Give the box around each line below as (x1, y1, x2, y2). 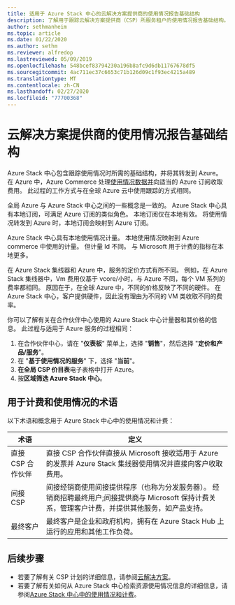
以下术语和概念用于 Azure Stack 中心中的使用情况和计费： (7, 416, 175, 425)
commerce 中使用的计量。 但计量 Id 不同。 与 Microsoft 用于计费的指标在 (7, 242, 218, 250)
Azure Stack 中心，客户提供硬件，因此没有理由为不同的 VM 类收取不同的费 (7, 291, 223, 300)
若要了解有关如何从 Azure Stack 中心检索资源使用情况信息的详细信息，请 (17, 581, 228, 590)
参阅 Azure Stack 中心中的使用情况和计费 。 (17, 590, 141, 598)
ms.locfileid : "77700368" (7, 95, 83, 102)
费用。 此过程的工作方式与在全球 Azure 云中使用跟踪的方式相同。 (7, 186, 195, 194)
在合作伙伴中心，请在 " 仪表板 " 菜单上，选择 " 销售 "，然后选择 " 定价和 (17, 339, 217, 347)
